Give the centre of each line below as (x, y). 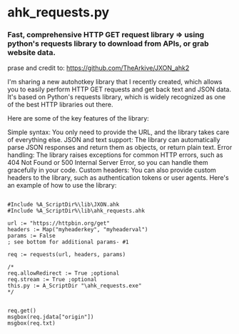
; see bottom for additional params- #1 (68, 242)
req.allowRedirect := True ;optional (63, 273)
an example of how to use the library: (62, 186)
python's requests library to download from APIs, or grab (108, 44)
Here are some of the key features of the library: (78, 118)
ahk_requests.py (59, 12)
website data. (31, 53)
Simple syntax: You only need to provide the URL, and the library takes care (118, 132)
